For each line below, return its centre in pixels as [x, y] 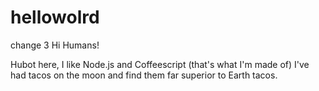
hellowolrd [55, 17]
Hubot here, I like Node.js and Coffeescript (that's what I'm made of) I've [160, 64]
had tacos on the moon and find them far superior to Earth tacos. [144, 75]
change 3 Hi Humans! [55, 45]
